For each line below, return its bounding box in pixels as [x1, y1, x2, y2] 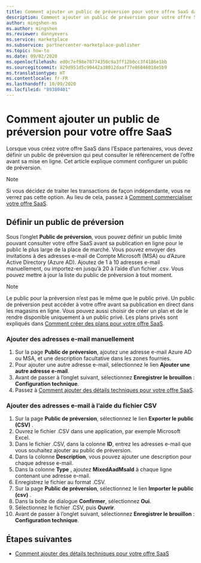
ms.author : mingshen [6, 25, 58, 32]
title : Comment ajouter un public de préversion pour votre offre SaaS [6, 8, 188, 15]
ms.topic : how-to [6, 48, 50, 54]
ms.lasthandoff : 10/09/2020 [6, 81, 77, 87]
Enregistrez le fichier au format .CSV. [14, 479, 106, 486]
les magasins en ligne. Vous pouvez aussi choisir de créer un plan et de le [6, 307, 188, 314]
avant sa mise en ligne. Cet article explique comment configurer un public [6, 157, 188, 165]
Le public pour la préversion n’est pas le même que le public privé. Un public [6, 294, 195, 302]
